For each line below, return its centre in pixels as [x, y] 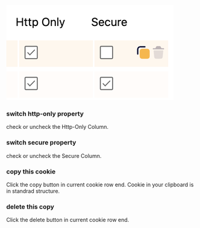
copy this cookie [31, 171]
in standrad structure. [33, 191]
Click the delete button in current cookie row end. [68, 220]
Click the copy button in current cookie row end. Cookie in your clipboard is [100, 184]
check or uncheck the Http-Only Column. [58, 127]
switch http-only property [45, 114]
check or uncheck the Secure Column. [54, 155]
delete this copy [30, 206]
